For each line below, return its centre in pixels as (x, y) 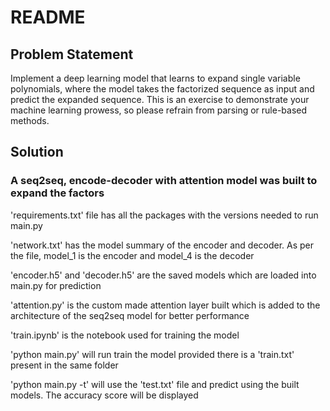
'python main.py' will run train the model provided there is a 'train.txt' (152, 354)
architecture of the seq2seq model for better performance (130, 315)
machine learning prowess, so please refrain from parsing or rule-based (159, 110)
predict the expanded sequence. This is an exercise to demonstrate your (160, 99)
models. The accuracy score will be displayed (104, 395)
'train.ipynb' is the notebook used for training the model (125, 335)
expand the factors (57, 193)
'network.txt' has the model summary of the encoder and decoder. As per (162, 245)
